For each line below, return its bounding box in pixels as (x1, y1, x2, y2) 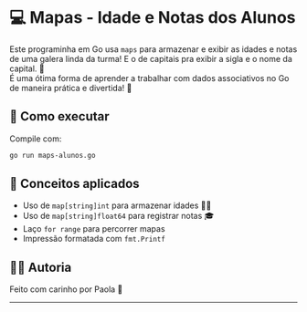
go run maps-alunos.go (9, 151, 96, 160)
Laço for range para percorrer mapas (22, 224, 166, 234)
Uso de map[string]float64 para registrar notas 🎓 (22, 211, 215, 222)
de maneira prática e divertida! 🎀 (9, 82, 132, 93)
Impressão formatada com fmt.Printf (22, 234, 166, 244)
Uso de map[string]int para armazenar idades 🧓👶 (22, 200, 212, 211)
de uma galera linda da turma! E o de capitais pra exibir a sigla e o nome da (9, 53, 292, 64)
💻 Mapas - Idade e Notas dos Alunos (9, 7, 296, 28)
